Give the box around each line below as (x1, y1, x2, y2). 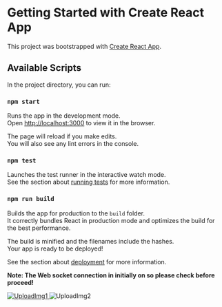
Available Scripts (7, 62, 81, 74)
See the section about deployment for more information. (7, 257, 167, 266)
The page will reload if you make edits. (7, 132, 117, 140)
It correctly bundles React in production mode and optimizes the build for (7, 216, 215, 224)
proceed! (7, 278, 34, 286)
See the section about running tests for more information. (7, 178, 170, 187)
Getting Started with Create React (7, 5, 205, 21)
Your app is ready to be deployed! (7, 244, 103, 253)
